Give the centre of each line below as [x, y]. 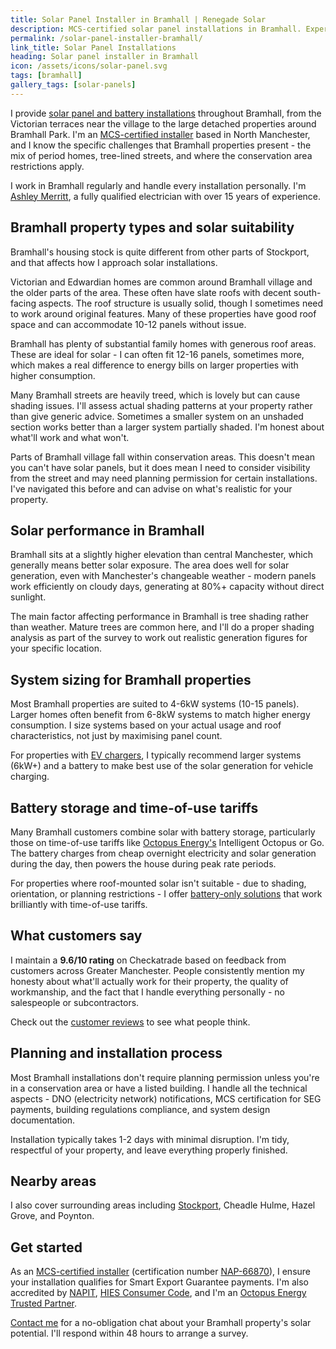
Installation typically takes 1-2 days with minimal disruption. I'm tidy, [150, 1139]
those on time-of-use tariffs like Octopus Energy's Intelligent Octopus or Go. [167, 842]
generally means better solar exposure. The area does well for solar [150, 565]
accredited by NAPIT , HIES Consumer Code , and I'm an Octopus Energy [158, 1293]
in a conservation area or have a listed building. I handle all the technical [159, 1088]
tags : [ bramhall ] [46, 76]
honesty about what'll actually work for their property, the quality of [149, 981]
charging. [30, 777]
